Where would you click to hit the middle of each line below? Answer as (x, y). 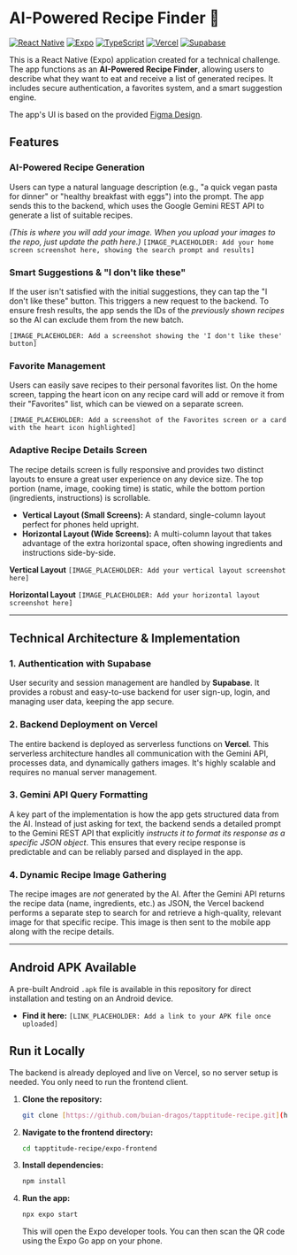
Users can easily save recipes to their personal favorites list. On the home (144, 385)
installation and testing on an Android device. (91, 998)
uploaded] (40, 1024)
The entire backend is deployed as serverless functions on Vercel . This (139, 743)
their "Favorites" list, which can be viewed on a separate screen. (127, 404)
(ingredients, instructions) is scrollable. (80, 497)
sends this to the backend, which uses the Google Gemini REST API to (137, 205)
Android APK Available (73, 968)
